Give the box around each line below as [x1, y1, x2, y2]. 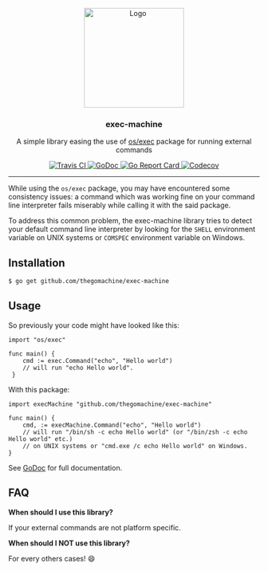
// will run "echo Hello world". [22, 364, 134, 372]
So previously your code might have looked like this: [8, 320, 179, 330]
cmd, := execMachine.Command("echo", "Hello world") [22, 421, 202, 429]
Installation [8, 256, 65, 270]
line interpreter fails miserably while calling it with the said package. [8, 200, 231, 211]
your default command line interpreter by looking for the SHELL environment [8, 224, 256, 234]
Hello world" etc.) [8, 435, 73, 443]
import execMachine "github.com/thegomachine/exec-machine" [8, 400, 213, 408]
